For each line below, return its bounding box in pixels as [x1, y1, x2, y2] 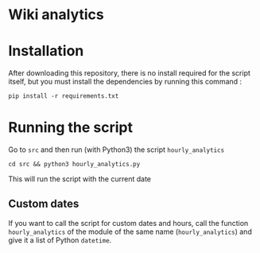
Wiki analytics [8, 6, 105, 24]
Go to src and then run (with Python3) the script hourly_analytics [8, 145, 225, 154]
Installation [8, 42, 84, 60]
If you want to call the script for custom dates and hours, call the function [8, 218, 249, 228]
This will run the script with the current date [8, 174, 151, 184]
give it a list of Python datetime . [8, 235, 112, 244]
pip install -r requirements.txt [8, 92, 119, 100]
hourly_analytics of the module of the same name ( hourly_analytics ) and [8, 227, 252, 236]
